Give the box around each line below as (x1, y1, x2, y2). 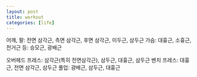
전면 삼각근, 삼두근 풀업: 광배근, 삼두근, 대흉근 (14, 64, 121, 71)
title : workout (6, 14, 44, 20)
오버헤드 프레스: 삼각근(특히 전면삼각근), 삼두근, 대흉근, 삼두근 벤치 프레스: (6, 57, 179, 64)
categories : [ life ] (6, 20, 55, 25)
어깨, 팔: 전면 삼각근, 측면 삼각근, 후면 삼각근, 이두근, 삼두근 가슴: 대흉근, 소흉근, (6, 37, 192, 44)
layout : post (6, 8, 39, 15)
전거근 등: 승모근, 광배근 (6, 44, 62, 51)
